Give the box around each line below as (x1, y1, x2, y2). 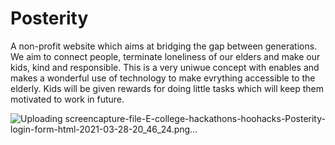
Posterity (10, 7, 89, 30)
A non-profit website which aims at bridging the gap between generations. (10, 40, 318, 52)
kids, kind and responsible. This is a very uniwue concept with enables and (10, 61, 320, 73)
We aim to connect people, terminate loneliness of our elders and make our (10, 50, 321, 62)
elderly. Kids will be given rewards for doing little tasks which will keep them (10, 82, 325, 94)
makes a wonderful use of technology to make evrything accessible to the (10, 72, 316, 84)
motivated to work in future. (10, 93, 125, 105)
